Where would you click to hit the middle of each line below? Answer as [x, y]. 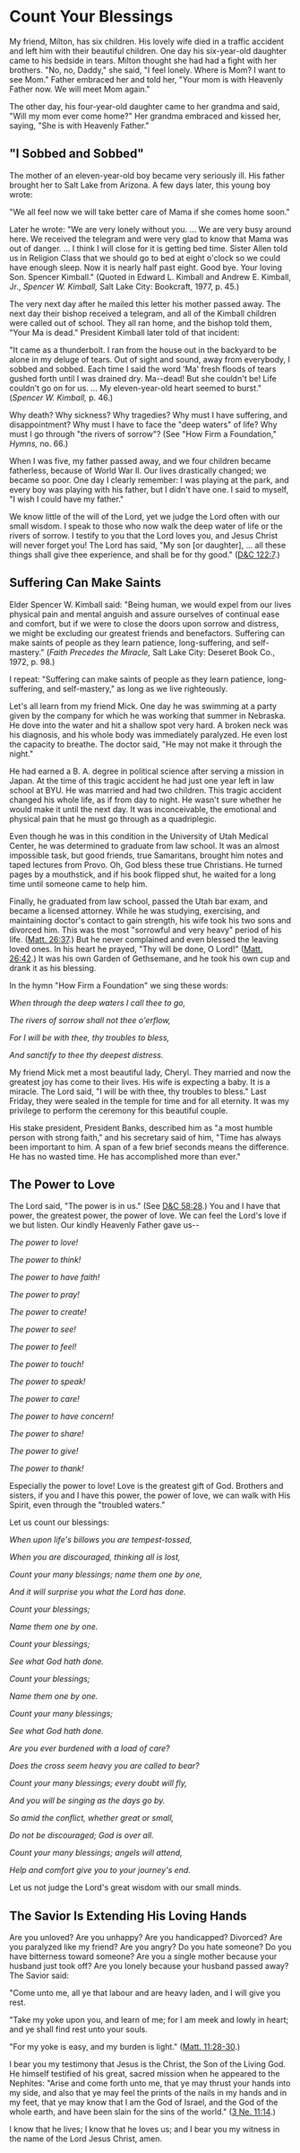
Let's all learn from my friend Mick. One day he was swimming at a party [143, 705]
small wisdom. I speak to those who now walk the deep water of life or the [146, 526]
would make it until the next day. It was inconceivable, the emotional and [143, 809]
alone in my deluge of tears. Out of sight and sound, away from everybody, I [150, 359]
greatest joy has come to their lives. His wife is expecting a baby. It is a [140, 1081]
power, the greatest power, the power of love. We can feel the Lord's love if [148, 1216]
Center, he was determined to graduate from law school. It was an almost [145, 845]
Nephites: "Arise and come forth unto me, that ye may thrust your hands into [150, 2083]
